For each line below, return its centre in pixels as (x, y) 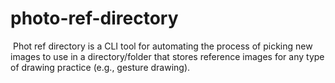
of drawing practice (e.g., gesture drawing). (100, 67)
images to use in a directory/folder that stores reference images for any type (167, 56)
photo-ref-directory (94, 18)
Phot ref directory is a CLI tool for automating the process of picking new (162, 46)
